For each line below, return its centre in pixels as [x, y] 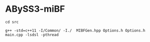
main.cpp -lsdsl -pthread [32, 35]
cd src [12, 22]
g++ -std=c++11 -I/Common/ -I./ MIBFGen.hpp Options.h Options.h [75, 30]
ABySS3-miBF [35, 9]
